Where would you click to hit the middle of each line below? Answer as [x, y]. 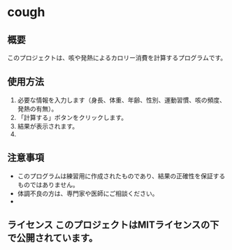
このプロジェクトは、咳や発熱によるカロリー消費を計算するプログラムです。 [117, 58]
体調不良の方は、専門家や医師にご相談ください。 [88, 193]
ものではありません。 [48, 184]
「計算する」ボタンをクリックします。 [72, 117]
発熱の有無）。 [37, 108]
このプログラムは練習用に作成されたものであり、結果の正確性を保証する [121, 176]
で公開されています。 [53, 238]
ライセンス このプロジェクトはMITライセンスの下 [113, 225]
